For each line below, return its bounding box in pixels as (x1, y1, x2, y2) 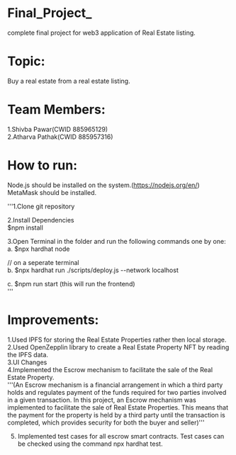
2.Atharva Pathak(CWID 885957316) (7, 133, 113, 141)
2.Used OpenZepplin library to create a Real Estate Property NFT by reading (7, 342, 230, 352)
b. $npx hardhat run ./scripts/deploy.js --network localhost (7, 266, 179, 274)
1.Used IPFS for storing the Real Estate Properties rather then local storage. (7, 335, 227, 344)
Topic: (7, 53, 45, 69)
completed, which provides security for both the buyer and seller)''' (7, 418, 205, 427)
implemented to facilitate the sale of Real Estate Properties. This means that (7, 403, 229, 412)
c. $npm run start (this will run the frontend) (7, 279, 136, 288)
